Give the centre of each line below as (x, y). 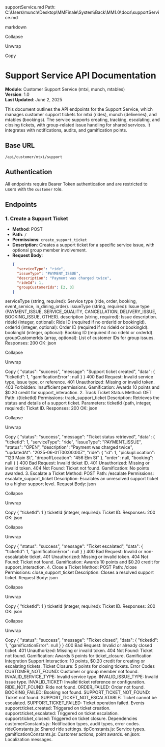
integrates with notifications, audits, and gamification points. (66, 130)
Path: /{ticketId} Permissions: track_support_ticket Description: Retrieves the (82, 398)
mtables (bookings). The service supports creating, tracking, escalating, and (82, 120)
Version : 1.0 (17, 94)
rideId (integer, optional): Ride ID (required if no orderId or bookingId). (76, 322)
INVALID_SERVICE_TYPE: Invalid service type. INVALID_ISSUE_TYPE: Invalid (82, 677)
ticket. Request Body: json (31, 578)
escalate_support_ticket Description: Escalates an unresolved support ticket (82, 479)
